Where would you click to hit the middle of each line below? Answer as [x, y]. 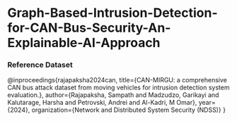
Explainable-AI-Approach [84, 43]
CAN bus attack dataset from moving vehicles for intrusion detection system [118, 88]
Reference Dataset [40, 65]
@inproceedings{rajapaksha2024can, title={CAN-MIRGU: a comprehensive [117, 80]
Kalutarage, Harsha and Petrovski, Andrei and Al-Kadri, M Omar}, [102, 103]
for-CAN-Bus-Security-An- [89, 28]
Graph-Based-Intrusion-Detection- [112, 13]
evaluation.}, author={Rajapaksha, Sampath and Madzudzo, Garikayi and [113, 95]
